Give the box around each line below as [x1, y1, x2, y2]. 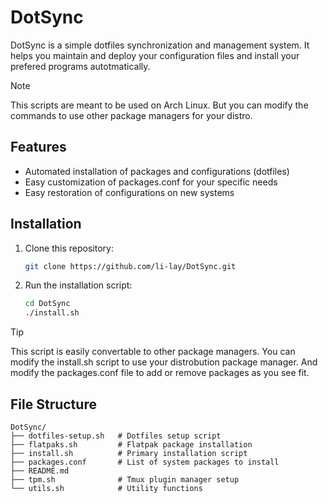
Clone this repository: [24, 242, 114, 254]
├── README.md [10, 466, 70, 476]
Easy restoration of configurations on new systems [24, 186, 235, 198]
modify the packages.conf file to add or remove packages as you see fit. [10, 367, 310, 379]
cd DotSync [24, 299, 71, 309]
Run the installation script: [24, 279, 133, 291]
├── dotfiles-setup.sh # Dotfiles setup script [10, 431, 222, 441]
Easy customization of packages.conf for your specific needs [24, 176, 278, 188]
